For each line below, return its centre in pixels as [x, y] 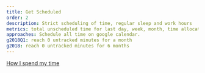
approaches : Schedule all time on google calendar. [73, 35]
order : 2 [17, 18]
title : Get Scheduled [34, 12]
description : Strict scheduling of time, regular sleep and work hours [99, 23]
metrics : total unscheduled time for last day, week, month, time [92, 29]
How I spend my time [33, 63]
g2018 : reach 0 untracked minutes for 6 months [68, 46]
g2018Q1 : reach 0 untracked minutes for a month [69, 40]
